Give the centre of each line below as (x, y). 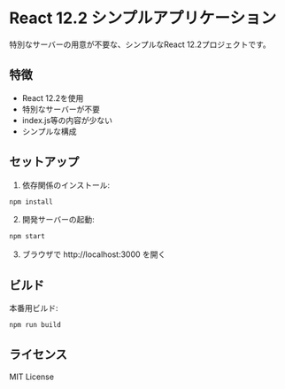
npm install (31, 202)
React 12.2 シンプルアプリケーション (143, 18)
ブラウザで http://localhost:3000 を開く (94, 254)
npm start (27, 237)
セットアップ (44, 162)
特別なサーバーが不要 (61, 109)
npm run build (35, 325)
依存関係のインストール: (66, 185)
